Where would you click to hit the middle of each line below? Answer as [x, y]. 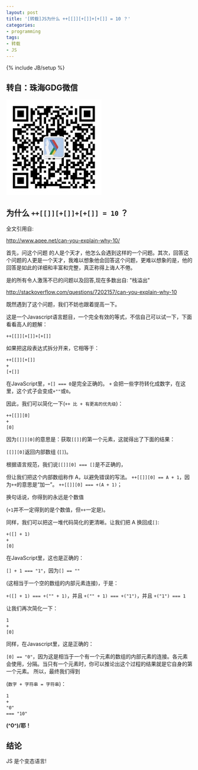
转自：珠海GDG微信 [42, 88]
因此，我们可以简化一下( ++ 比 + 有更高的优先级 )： [65, 403]
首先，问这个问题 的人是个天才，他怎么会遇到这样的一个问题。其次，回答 [95, 253]
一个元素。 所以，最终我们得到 [43, 671]
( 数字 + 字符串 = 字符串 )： [36, 684]
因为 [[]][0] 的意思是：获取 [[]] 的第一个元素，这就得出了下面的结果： [91, 439]
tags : [13, 38]
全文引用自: [20, 228]
